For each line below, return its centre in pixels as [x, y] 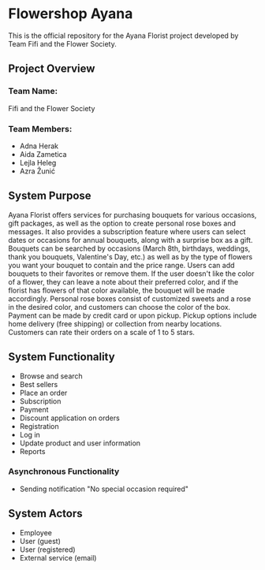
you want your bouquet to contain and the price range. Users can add [121, 265]
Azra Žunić [37, 171]
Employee [36, 532]
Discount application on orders [69, 418]
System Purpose [50, 196]
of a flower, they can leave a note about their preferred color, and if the [123, 281]
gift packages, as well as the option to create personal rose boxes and [122, 223]
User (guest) [40, 541]
